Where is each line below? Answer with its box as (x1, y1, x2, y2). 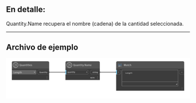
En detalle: (6, 5, 45, 15)
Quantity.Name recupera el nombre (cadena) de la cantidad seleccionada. (6, 20, 184, 27)
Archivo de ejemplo (6, 42, 79, 52)
